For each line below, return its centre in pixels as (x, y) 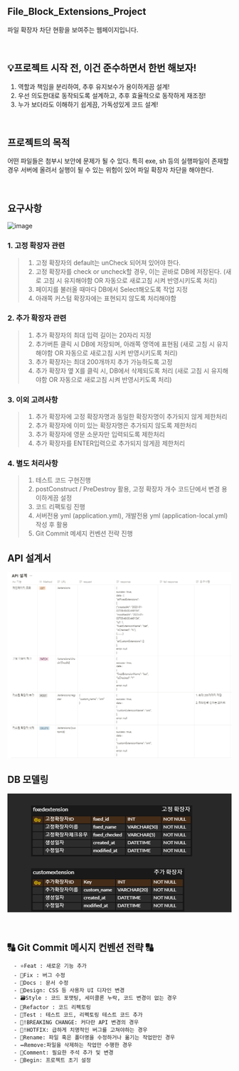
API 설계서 (30, 558)
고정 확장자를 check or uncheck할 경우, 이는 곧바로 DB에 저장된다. (128, 271)
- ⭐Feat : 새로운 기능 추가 (51, 966)
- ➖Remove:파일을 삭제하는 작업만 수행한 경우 (73, 1045)
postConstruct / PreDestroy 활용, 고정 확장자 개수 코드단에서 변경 (128, 489)
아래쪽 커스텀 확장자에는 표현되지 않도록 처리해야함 (106, 298)
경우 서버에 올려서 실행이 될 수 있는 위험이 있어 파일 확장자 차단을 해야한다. (111, 170)
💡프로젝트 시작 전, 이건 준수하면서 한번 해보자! (102, 68)
